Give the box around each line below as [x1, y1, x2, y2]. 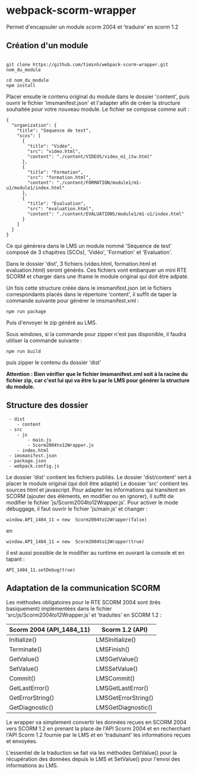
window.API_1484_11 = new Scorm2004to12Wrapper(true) [6, 539, 145, 545]
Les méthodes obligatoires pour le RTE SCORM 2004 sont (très [6, 599, 161, 606]
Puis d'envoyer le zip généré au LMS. [6, 319, 97, 326]
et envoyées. [6, 738, 37, 745]
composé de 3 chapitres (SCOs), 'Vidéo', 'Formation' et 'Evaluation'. [6, 248, 173, 256]
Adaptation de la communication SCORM [6, 583, 161, 593]
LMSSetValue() [96, 665, 138, 673]
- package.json [8, 458, 46, 464]
